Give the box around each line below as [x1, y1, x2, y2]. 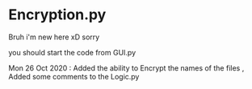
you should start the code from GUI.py [8, 47, 136, 57]
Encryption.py [8, 6, 107, 24]
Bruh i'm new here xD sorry [8, 32, 100, 42]
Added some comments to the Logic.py [8, 71, 140, 81]
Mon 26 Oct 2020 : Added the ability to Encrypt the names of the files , [8, 63, 245, 73]
